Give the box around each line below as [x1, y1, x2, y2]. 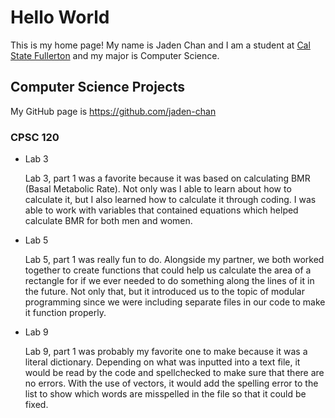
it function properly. [24, 307, 107, 319]
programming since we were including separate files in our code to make [24, 296, 326, 308]
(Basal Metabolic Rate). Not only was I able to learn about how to [24, 183, 292, 195]
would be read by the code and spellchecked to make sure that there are [24, 367, 325, 379]
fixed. [24, 399, 49, 411]
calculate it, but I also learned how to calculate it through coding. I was [24, 194, 317, 206]
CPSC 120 [10, 130, 60, 144]
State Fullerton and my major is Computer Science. [10, 49, 220, 61]
